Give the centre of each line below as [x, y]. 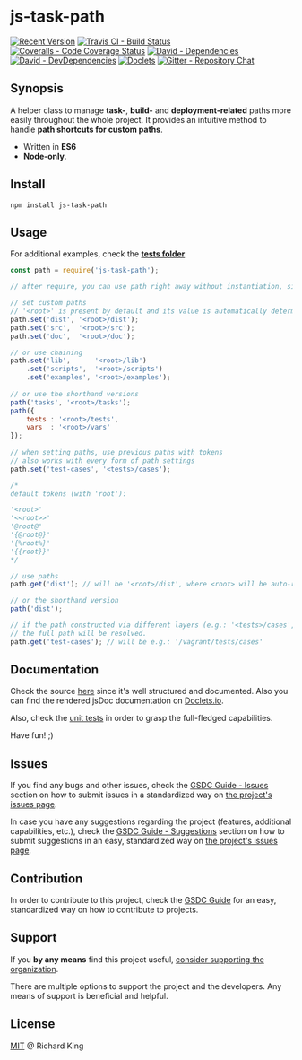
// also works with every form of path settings [103, 460]
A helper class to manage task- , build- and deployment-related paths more [151, 110]
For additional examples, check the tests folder [98, 254]
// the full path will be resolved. [78, 633]
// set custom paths [49, 303]
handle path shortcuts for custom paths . [87, 129]
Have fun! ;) [32, 735]
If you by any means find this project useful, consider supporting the [138, 959]
